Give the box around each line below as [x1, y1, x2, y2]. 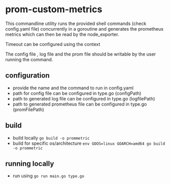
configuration [5, 71, 50, 80]
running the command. [5, 56, 53, 62]
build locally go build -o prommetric [12, 135, 90, 141]
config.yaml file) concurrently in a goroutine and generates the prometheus [5, 25, 164, 32]
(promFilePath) [12, 106, 44, 113]
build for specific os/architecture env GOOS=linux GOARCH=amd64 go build [12, 140, 165, 146]
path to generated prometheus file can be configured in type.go [12, 101, 147, 107]
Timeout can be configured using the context [5, 41, 101, 47]
